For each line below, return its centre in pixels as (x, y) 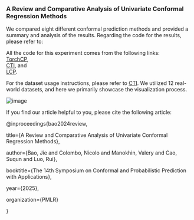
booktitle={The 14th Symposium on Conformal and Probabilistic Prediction (96, 170)
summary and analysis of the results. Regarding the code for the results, (94, 35)
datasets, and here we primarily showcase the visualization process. (104, 90)
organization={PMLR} (32, 200)
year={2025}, (23, 188)
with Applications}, (29, 177)
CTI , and (17, 65)
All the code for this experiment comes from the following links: (83, 53)
